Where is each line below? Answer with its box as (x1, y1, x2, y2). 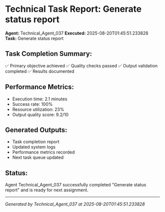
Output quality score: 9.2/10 (12, 112, 69, 118)
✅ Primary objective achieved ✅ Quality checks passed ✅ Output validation (5, 62, 158, 68)
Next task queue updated (12, 154, 64, 160)
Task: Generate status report (5, 35, 64, 41)
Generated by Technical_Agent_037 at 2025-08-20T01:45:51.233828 (5, 201, 145, 207)
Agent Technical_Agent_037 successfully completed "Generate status (5, 182, 146, 188)
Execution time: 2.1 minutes (12, 96, 68, 102)
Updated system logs (12, 144, 55, 150)
